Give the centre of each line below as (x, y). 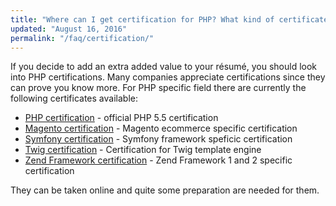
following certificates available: (74, 98)
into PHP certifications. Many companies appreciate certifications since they (168, 77)
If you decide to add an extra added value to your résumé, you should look (164, 67)
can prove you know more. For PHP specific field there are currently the (158, 88)
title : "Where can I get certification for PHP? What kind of (142, 19)
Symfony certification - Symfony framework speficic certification (158, 139)
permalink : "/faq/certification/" (82, 38)
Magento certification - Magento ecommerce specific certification (161, 128)
